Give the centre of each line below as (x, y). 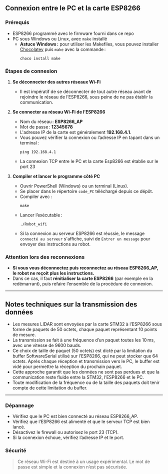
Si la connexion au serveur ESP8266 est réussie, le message (82, 233)
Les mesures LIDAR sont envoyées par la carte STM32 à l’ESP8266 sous (87, 324)
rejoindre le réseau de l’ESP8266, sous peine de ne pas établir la (86, 96)
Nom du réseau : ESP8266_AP (51, 121)
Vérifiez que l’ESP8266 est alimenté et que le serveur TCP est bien (81, 421)
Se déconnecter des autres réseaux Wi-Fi (56, 81)
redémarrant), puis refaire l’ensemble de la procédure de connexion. (83, 284)
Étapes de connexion (31, 71)
